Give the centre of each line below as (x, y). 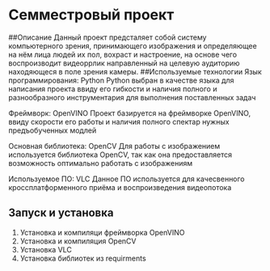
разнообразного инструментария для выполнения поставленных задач (132, 97)
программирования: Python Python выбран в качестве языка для (121, 80)
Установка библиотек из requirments (83, 258)
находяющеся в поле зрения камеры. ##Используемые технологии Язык (135, 71)
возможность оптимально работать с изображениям (101, 163)
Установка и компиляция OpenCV (78, 241)
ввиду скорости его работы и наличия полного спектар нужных (119, 121)
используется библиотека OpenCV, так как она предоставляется (120, 155)
